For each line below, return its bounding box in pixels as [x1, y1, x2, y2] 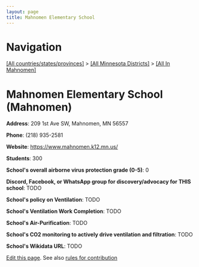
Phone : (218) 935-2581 [6, 131, 64, 139]
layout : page [6, 8, 39, 15]
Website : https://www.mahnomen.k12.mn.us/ [6, 143, 118, 151]
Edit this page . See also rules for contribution [6, 254, 118, 262]
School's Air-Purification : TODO [6, 220, 88, 227]
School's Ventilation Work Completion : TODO [6, 208, 122, 215]
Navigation [6, 40, 62, 54]
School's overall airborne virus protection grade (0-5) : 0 [6, 166, 149, 174]
